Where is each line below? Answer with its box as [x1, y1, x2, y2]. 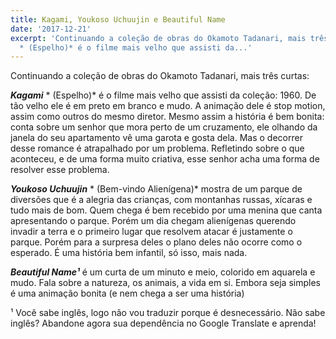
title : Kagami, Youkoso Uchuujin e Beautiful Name [10, 14, 226, 25]
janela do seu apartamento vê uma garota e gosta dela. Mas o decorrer [10, 132, 303, 144]
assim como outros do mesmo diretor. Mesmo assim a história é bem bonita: [10, 111, 325, 123]
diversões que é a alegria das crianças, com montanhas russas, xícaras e [10, 194, 313, 206]
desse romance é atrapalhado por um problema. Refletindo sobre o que [10, 142, 305, 155]
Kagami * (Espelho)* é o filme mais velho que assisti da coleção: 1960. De [10, 89, 317, 101]
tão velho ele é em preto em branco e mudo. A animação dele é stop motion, [10, 100, 326, 112]
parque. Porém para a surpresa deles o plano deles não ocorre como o [10, 236, 303, 248]
